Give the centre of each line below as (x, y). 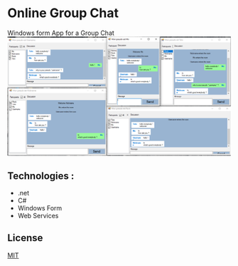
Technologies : (41, 176)
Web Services (38, 216)
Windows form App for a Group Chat (61, 33)
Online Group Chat (63, 13)
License (25, 238)
